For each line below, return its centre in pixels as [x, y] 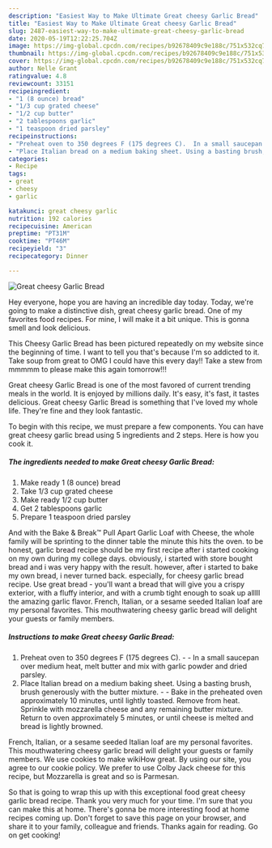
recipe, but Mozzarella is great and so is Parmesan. [94, 776]
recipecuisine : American [50, 226]
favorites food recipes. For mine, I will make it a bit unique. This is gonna [129, 319]
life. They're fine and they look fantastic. [76, 410]
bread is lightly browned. [62, 726]
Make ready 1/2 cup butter [64, 499]
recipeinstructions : [43, 136]
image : [19, 46]
